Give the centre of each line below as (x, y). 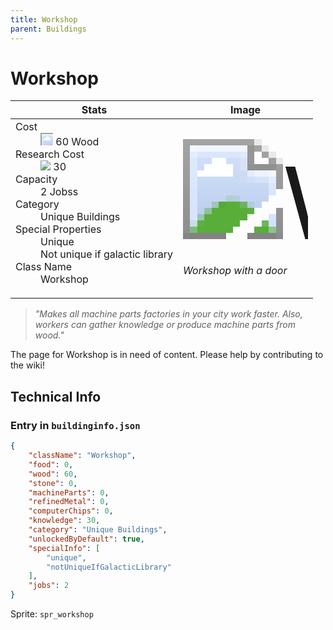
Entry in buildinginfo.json (75, 425)
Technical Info (56, 396)
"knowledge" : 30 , (64, 521)
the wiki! (27, 365)
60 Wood (77, 142)
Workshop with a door (235, 271)
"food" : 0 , (51, 464)
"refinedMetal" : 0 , (69, 502)
